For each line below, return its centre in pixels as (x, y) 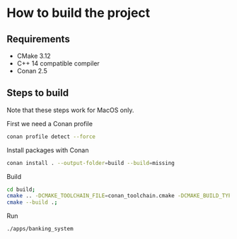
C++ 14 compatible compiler (58, 63)
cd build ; (21, 189)
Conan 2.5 (32, 71)
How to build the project (79, 13)
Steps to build (37, 93)
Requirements (38, 39)
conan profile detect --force (51, 136)
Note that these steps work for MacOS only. (70, 110)
